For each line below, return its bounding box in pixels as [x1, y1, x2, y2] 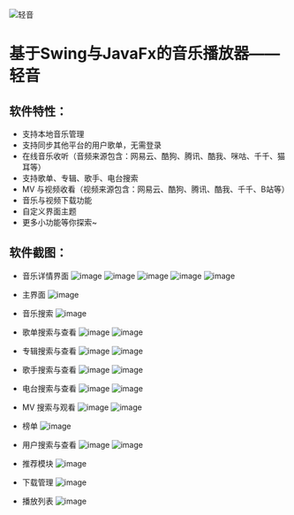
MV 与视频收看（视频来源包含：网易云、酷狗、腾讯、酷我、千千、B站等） [21, 184, 290, 194]
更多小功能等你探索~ [21, 217, 98, 227]
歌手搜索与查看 [21, 364, 77, 375]
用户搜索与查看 [21, 439, 77, 450]
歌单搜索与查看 [21, 327, 77, 337]
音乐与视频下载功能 [21, 195, 93, 205]
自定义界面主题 [21, 206, 77, 216]
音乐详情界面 [21, 270, 69, 281]
